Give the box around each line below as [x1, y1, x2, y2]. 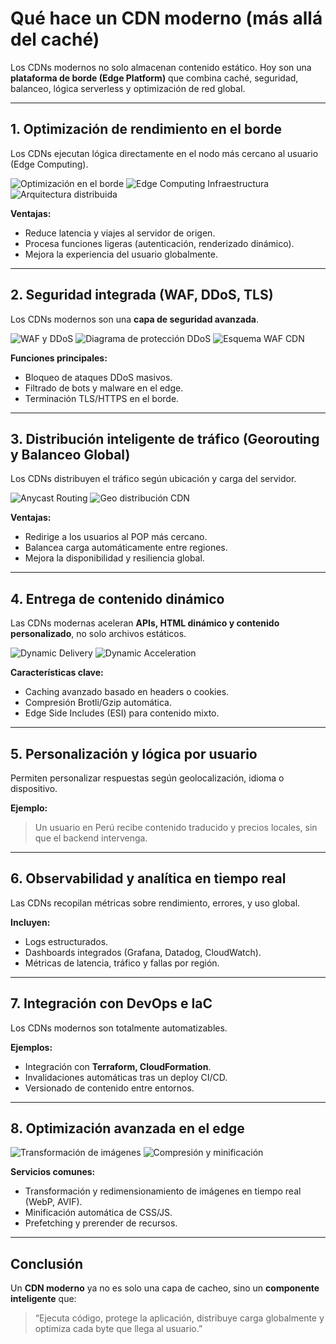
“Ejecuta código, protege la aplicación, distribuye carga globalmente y [34, 1312, 325, 1324]
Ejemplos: [10, 1041, 53, 1053]
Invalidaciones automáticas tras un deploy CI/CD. [24, 1071, 228, 1083]
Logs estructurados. [24, 935, 109, 947]
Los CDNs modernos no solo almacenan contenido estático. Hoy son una [10, 61, 312, 73]
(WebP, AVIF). [24, 1196, 83, 1208]
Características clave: [10, 667, 104, 679]
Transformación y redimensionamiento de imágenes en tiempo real [24, 1185, 302, 1197]
